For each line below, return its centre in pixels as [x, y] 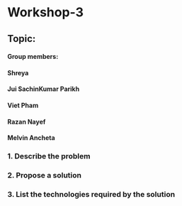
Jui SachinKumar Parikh [44, 89]
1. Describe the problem [49, 156]
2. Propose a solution [44, 175]
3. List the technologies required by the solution [91, 194]
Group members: [33, 57]
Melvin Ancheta [31, 138]
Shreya [18, 72]
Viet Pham [23, 105]
